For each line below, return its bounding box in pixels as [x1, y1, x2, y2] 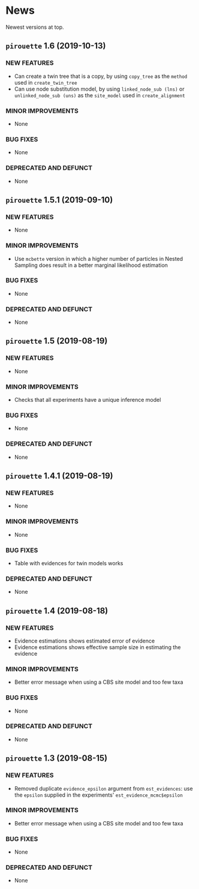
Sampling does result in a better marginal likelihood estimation [14, 262, 168, 269]
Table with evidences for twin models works [14, 559, 123, 567]
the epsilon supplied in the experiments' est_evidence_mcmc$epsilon [14, 791, 183, 798]
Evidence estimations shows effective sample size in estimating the [14, 643, 181, 651]
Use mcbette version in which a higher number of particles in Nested [14, 255, 183, 262]
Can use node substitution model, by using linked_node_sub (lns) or [14, 85, 185, 92]
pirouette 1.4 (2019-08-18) [5, 605, 108, 615]
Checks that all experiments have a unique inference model [14, 397, 161, 404]
